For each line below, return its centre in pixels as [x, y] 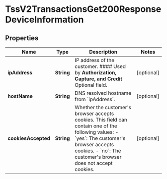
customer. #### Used [100, 66]
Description [103, 52]
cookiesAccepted [29, 138]
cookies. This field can [101, 120]
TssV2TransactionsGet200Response [83, 9]
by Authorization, [95, 73]
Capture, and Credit [98, 79]
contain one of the [96, 126]
